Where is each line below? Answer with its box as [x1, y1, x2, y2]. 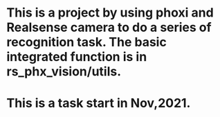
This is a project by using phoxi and [6, 5, 214, 21]
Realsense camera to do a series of [6, 19, 212, 35]
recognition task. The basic [6, 35, 167, 50]
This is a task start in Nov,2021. [6, 96, 191, 111]
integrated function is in [6, 49, 147, 65]
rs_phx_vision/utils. [6, 64, 122, 80]
